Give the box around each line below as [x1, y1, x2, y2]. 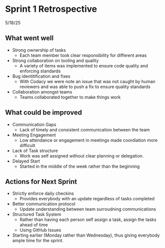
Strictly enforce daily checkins [12, 190, 74, 196]
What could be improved [5, 108, 82, 117]
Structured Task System [12, 212, 62, 217]
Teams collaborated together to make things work [19, 94, 121, 100]
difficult [19, 142, 35, 148]
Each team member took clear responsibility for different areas [19, 52, 147, 58]
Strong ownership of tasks [12, 47, 66, 53]
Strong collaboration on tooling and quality [12, 58, 99, 63]
